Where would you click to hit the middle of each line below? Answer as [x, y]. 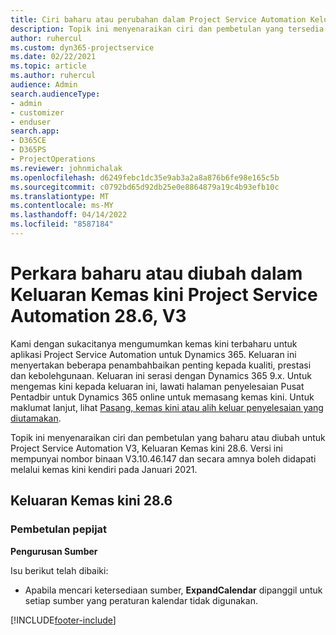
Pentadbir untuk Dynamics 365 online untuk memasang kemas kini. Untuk [162, 397]
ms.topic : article [48, 66]
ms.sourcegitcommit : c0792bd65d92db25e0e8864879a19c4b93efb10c [145, 187]
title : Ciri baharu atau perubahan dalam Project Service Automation [158, 19]
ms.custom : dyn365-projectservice [82, 47]
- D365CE [28, 141]
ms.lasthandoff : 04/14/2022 [69, 215]
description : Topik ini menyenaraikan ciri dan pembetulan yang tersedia [167, 29]
